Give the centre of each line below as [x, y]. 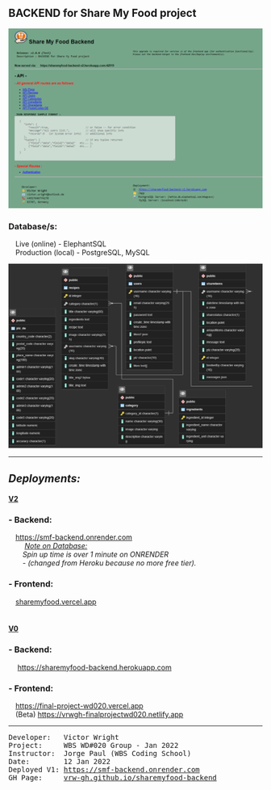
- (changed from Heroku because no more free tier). [110, 563]
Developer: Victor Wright [64, 737]
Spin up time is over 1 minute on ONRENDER [96, 555]
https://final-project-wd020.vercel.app [79, 705]
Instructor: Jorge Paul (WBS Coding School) [100, 753]
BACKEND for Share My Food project [102, 13]
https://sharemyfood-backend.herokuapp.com [94, 667]
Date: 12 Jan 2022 [60, 761]
